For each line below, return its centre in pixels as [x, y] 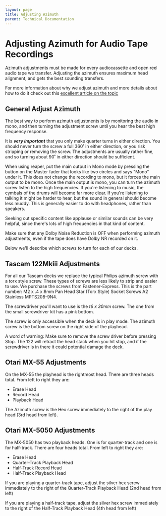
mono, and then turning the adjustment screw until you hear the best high [80, 126]
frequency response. [27, 132]
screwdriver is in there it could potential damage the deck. [64, 347]
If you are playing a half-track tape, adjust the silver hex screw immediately [82, 503]
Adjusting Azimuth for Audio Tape [77, 43]
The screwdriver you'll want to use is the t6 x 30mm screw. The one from [80, 306]
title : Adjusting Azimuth [32, 14]
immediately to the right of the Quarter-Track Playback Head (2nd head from [83, 488]
